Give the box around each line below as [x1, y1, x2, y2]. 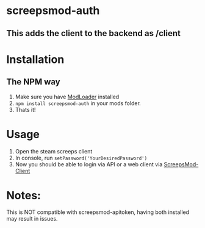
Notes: [6, 188, 41, 202]
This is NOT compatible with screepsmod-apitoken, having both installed [6, 208, 190, 216]
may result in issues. [6, 215, 58, 222]
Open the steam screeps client [15, 147, 93, 155]
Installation [6, 53, 65, 66]
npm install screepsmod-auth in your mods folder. [15, 99, 142, 107]
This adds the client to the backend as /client [6, 28, 181, 39]
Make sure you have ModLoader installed [15, 93, 120, 100]
